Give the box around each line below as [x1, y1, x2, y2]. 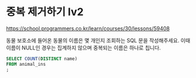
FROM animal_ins [6, 61, 46, 67]
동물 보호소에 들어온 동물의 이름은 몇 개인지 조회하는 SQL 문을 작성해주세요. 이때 [6, 37, 190, 44]
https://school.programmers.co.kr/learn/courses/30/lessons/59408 [6, 24, 170, 32]
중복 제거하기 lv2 [6, 5, 84, 19]
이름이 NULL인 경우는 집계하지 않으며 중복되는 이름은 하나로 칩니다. [6, 44, 161, 51]
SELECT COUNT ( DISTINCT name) [6, 56, 78, 62]
